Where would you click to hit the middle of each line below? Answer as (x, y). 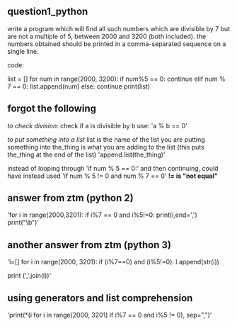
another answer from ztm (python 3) (89, 245)
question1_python (48, 12)
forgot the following (52, 109)
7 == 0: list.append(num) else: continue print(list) (79, 86)
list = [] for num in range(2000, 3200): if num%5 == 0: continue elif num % (117, 79)
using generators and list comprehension (100, 298)
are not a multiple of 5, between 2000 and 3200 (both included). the (107, 36)
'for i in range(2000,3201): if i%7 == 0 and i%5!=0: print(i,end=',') (103, 215)
